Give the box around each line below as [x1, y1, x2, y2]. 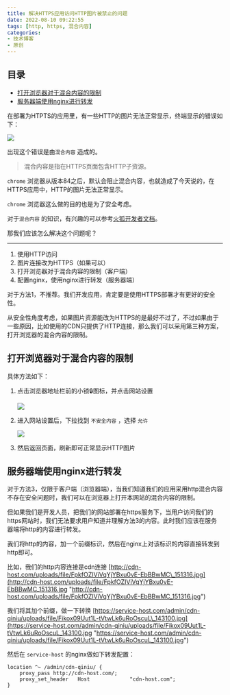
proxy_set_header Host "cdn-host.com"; [19, 676, 176, 683]
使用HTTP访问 [16, 249, 58, 258]
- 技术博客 [7, 36, 34, 42]
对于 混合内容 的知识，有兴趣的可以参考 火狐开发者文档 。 [7, 214, 162, 223]
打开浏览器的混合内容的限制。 [7, 330, 91, 339]
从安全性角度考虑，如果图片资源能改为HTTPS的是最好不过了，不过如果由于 [7, 313, 219, 321]
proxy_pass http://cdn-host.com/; [19, 670, 118, 677]
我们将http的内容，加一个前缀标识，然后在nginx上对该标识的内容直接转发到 [7, 539, 220, 548]
